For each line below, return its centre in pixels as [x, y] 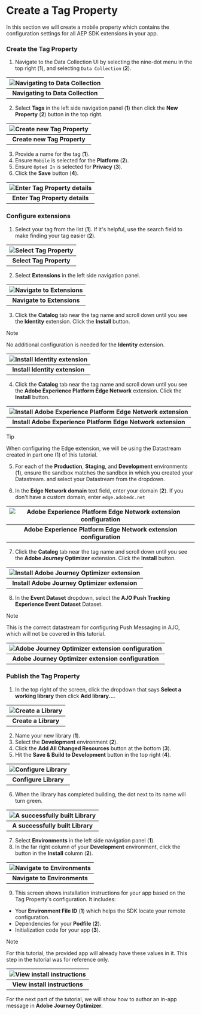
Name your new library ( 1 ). [48, 735]
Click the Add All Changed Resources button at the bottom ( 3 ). [93, 748]
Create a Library [36, 721]
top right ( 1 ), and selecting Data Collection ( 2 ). [73, 68]
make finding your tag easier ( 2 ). [55, 235]
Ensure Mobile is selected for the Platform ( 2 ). [72, 161]
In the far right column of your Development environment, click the [98, 847]
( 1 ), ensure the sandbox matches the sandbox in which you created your [104, 472]
